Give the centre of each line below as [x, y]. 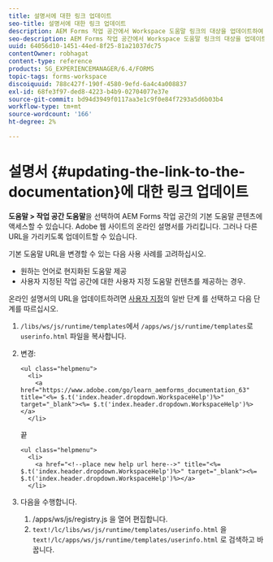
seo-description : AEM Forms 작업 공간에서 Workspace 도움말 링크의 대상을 [125, 39]
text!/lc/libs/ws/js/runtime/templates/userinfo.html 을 [130, 529]
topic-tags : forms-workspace [58, 76]
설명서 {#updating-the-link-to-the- [127, 172]
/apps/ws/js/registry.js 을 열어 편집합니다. [100, 519]
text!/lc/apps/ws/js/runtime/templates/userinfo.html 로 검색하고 [143, 539]
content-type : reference [50, 62]
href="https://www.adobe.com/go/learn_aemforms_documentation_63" [135, 390]
